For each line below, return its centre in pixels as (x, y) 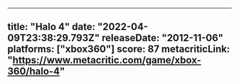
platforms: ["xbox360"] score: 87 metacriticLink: (119, 49)
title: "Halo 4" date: (52, 27)
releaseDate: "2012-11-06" (163, 38)
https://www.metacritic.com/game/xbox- (107, 60)
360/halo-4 (34, 72)
